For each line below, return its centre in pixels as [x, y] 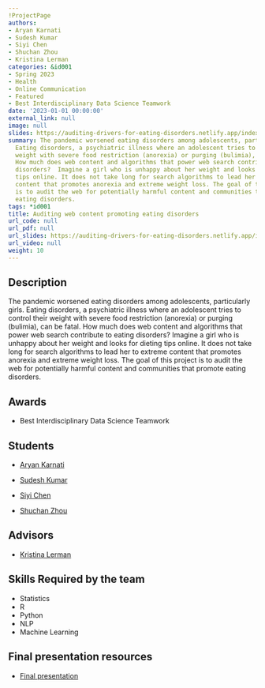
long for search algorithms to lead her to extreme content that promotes [125, 352]
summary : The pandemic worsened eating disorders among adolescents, [125, 140]
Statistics [35, 598]
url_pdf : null [32, 229]
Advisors [31, 535]
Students [31, 446]
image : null [28, 126]
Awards [28, 402]
